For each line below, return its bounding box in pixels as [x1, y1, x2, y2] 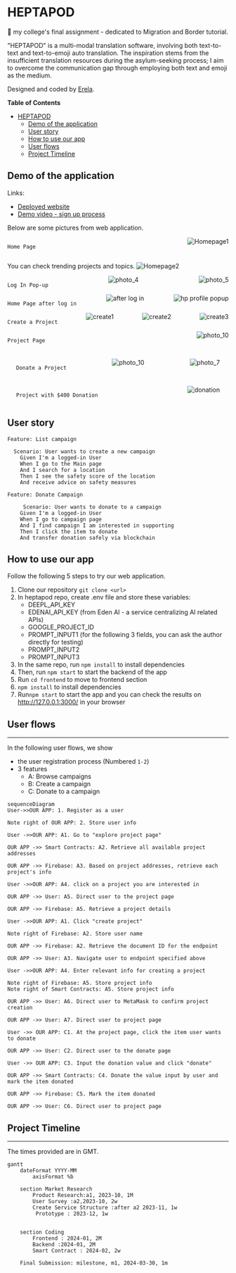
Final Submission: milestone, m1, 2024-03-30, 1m [20, 1260, 169, 1267]
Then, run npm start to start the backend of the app [17, 668, 167, 676]
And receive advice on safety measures [20, 478, 137, 486]
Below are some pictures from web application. [7, 223, 144, 232]
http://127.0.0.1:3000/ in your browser [17, 698, 126, 707]
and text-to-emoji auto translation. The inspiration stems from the [20, 49, 209, 57]
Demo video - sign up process [17, 209, 105, 218]
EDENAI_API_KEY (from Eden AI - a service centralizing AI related [27, 608, 218, 616]
